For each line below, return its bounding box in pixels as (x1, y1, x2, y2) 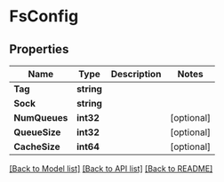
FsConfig (9, 6, 79, 27)
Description (110, 68, 162, 80)
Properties (9, 42, 69, 57)
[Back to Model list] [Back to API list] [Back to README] (9, 163, 213, 174)
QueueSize (13, 126, 61, 138)
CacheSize (13, 140, 60, 153)
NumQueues (13, 112, 68, 123)
